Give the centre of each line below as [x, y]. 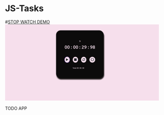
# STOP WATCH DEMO [28, 22]
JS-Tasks [24, 8]
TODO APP [16, 108]
